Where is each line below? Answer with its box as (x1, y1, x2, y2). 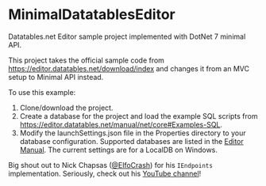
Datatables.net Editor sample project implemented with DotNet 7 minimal (8, 32, 246, 41)
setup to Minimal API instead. (8, 72, 104, 82)
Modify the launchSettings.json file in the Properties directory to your (19, 128, 246, 138)
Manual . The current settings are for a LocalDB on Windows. (19, 145, 218, 154)
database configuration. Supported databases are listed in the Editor (19, 136, 244, 146)
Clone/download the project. (19, 103, 114, 112)
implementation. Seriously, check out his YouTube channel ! (8, 169, 202, 178)
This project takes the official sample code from (8, 55, 165, 65)
